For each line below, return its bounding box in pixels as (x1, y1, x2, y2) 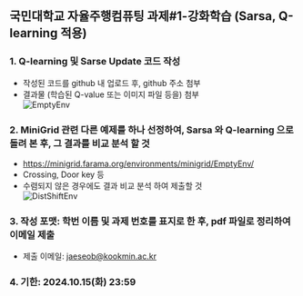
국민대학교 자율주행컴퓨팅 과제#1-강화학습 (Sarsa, (9, 8, 276, 25)
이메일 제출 (9, 228, 56, 241)
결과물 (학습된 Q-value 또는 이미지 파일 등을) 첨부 (22, 89, 200, 100)
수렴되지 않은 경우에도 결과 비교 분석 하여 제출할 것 (22, 180, 203, 191)
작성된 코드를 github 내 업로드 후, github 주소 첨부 (22, 77, 201, 88)
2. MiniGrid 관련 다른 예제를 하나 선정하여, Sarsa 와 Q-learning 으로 (9, 123, 294, 136)
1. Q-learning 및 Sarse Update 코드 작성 (9, 55, 181, 68)
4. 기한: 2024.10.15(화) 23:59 (9, 276, 136, 289)
